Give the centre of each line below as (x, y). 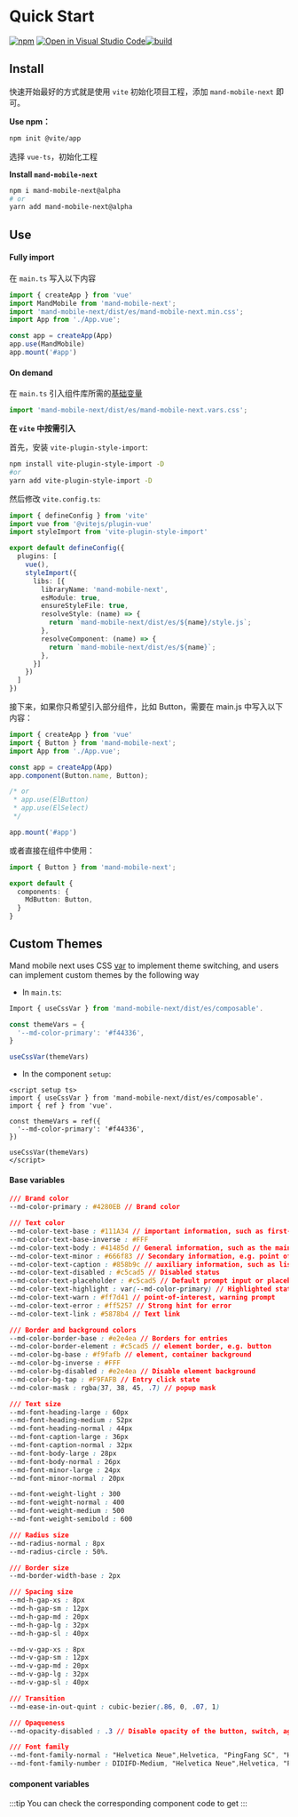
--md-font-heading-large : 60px (69, 1412)
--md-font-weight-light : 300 (65, 1494)
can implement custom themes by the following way (104, 974)
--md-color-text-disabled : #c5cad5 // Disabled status (114, 1273)
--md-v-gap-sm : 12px (49, 1658)
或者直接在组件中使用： (52, 850)
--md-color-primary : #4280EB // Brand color (94, 1207)
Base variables (37, 1180)
